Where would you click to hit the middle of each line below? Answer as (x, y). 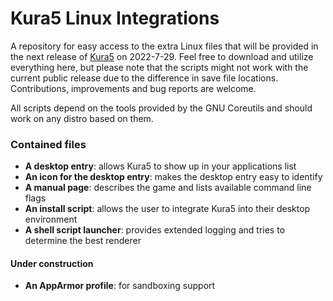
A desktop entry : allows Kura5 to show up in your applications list (160, 166)
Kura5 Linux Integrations (115, 18)
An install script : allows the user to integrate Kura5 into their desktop (167, 209)
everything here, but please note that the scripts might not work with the (159, 67)
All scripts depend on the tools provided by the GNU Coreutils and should (161, 108)
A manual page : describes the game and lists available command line (168, 188)
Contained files (48, 144)
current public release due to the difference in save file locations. (144, 78)
